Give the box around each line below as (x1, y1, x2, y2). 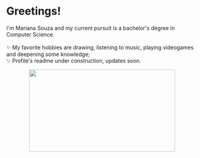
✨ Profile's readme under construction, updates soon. (6, 57, 142, 64)
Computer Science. (6, 30, 55, 38)
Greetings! (6, 4, 61, 18)
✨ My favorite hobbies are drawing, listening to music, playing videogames (6, 44, 194, 51)
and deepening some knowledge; (6, 50, 90, 58)
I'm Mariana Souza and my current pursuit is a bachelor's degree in (6, 24, 175, 32)
